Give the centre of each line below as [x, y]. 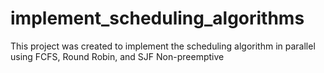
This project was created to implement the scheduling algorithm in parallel [163, 46]
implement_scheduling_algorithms [157, 18]
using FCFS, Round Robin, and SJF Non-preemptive [117, 56]
